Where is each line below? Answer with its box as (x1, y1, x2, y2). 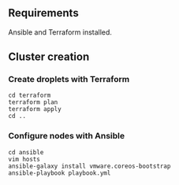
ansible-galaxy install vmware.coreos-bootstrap (8, 162, 171, 170)
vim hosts (8, 155, 41, 163)
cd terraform (8, 91, 51, 100)
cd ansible (8, 148, 44, 156)
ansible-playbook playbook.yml (8, 168, 111, 177)
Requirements (8, 6, 79, 20)
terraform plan (8, 98, 58, 106)
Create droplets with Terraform (8, 73, 130, 84)
